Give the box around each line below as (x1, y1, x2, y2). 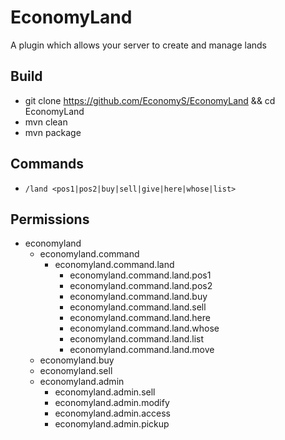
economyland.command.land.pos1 (69, 269, 212, 281)
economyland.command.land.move (69, 344, 215, 356)
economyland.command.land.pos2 (69, 280, 213, 292)
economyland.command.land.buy (69, 291, 208, 303)
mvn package (24, 126, 82, 138)
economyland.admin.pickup (54, 418, 170, 430)
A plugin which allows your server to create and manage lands (10, 39, 267, 51)
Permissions (10, 211, 90, 228)
